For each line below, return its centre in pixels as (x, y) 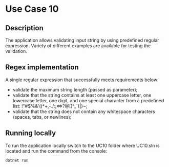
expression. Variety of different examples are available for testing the (78, 46)
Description (24, 28)
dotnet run (17, 160)
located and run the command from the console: (56, 151)
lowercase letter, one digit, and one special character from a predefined (88, 100)
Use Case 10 (32, 9)
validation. (16, 51)
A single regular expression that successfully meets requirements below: (82, 80)
